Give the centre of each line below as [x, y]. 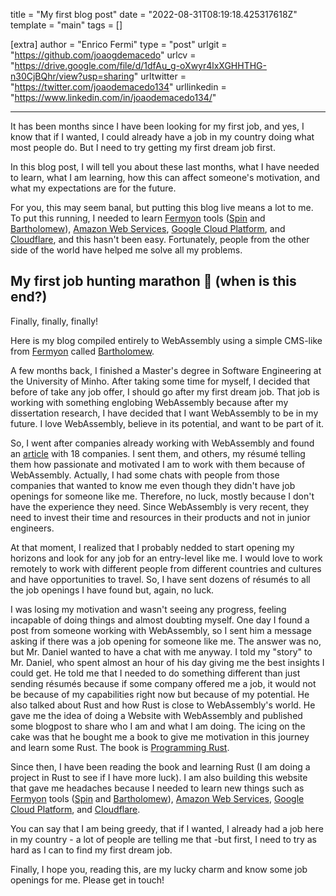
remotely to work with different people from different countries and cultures [166, 568]
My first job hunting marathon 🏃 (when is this [153, 281]
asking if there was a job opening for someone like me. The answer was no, [166, 641]
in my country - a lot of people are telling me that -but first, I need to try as [163, 839]
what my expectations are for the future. [93, 188]
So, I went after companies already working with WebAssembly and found [162, 443]
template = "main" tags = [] [66, 25]
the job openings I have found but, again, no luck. [112, 590]
